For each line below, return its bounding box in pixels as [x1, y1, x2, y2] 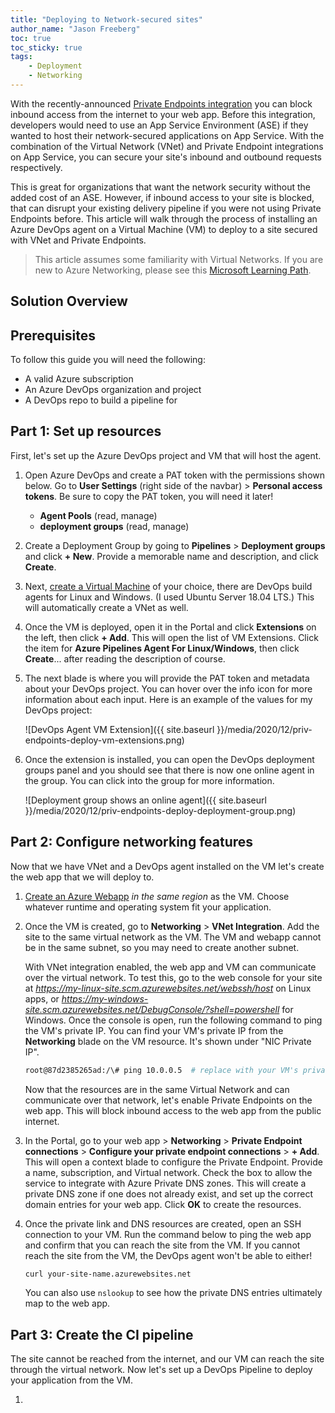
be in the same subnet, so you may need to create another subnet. [24, 941, 300, 953]
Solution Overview [10, 293, 128, 310]
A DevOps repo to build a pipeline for [24, 394, 178, 406]
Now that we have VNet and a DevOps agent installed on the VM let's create [10, 860, 325, 872]
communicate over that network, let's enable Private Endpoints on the [24, 1094, 313, 1106]
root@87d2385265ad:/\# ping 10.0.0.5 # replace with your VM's [24, 1065, 299, 1075]
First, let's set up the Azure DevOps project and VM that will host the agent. [10, 449, 322, 461]
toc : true [10, 33, 52, 43]
